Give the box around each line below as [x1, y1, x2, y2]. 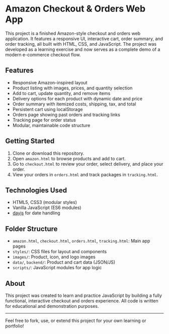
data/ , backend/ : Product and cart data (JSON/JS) [12, 259, 116, 265]
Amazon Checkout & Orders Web [5, 3, 146, 15]
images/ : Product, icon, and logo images [12, 254, 96, 260]
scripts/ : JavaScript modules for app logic [12, 265, 102, 271]
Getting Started [5, 137, 55, 146]
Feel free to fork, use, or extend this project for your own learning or [5, 317, 146, 323]
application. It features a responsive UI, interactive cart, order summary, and [5, 36, 163, 42]
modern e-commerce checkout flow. [5, 51, 81, 58]
